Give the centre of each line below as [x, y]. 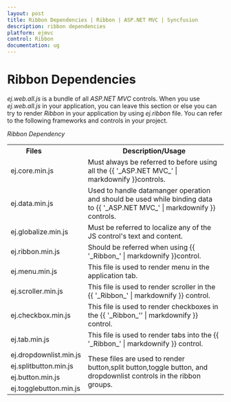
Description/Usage [154, 151]
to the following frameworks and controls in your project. [88, 120]
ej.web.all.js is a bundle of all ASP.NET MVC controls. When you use [104, 98]
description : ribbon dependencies [57, 26]
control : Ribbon [30, 39]
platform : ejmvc [30, 33]
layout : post [26, 13]
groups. [100, 384]
